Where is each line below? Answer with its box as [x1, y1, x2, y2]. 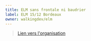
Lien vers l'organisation [17, 30, 66, 36]
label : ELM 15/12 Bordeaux [5, 12, 61, 17]
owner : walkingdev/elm [5, 16, 52, 21]
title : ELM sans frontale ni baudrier [5, 7, 86, 12]
